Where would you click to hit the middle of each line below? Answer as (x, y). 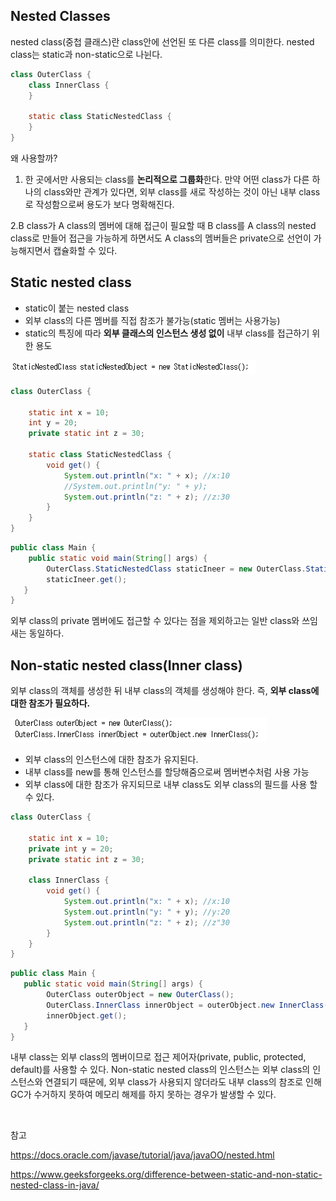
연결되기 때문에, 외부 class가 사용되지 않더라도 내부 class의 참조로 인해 (183, 1082)
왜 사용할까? (34, 158)
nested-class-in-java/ (55, 1185)
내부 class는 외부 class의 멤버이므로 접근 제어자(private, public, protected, (158, 1057)
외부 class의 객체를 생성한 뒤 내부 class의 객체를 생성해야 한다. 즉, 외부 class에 (165, 691)
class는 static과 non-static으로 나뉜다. (86, 54)
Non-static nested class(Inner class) (126, 665)
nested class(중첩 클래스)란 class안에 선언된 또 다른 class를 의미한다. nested (162, 41)
